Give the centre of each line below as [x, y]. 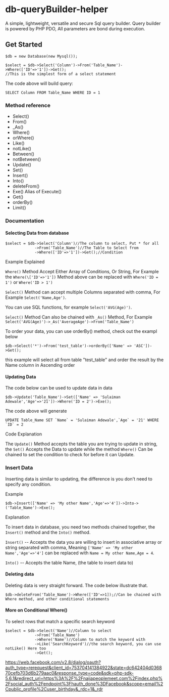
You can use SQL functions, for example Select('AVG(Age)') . [69, 308]
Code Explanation [23, 434]
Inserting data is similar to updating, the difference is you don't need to [79, 478]
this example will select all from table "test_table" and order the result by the [84, 360]
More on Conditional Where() [36, 610]
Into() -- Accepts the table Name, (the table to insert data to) [69, 562]
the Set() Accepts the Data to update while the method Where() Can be [79, 449]
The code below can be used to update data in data [59, 388]
